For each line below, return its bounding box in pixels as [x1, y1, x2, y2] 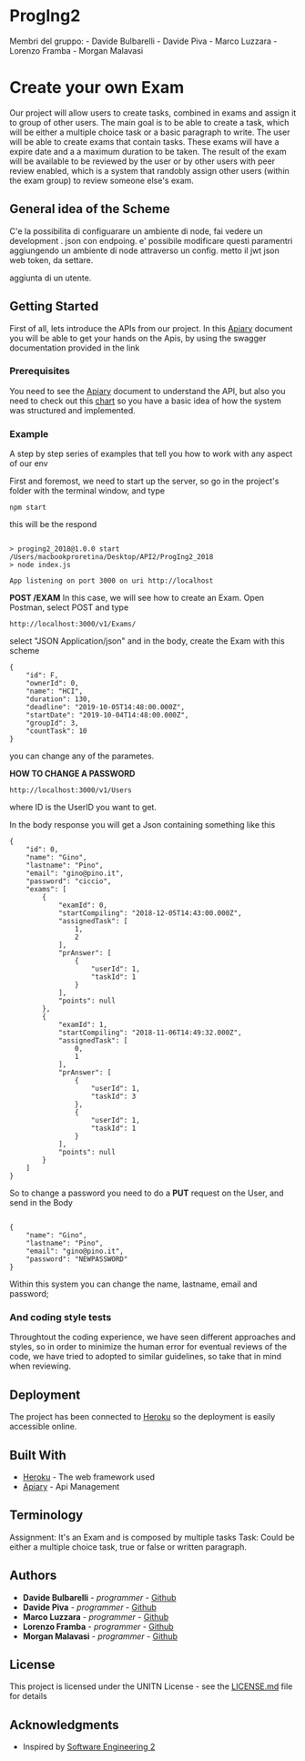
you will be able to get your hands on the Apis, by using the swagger [9, 332, 267, 343]
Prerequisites [9, 365, 70, 378]
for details [9, 1691, 47, 1702]
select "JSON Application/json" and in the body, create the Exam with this [9, 636, 285, 646]
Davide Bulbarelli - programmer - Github [22, 1592, 177, 1603]
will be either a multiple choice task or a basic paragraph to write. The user [9, 127, 290, 137]
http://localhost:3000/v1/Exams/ [9, 620, 137, 629]
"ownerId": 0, [25, 679, 79, 688]
